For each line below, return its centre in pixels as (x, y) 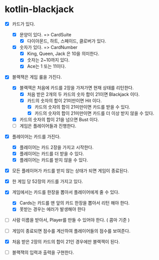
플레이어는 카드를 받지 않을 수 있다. (54, 160)
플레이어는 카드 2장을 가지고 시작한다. (56, 147)
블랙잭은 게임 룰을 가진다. (37, 77)
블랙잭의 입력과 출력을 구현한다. (43, 252)
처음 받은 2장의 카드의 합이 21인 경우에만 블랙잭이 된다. (66, 241)
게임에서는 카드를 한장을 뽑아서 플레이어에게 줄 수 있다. (66, 192)
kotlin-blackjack (39, 9)
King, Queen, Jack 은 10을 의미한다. (63, 54)
